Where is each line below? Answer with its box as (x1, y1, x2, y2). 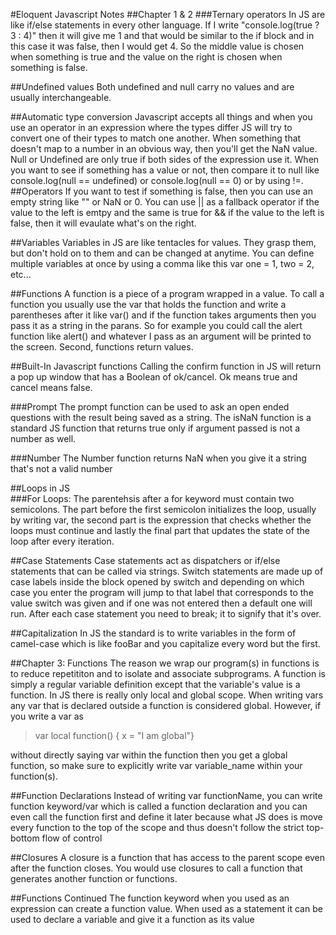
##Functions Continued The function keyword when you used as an (10, 892, 290, 904)
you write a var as (10, 710, 84, 722)
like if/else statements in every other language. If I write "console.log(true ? (10, 19, 320, 31)
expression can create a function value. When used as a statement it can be (10, 903, 323, 914)
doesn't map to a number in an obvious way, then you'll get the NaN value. (10, 143, 318, 154)
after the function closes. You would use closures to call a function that (10, 862, 303, 874)
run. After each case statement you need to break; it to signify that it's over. (10, 608, 322, 619)
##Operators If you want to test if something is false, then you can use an (10, 185, 313, 197)
